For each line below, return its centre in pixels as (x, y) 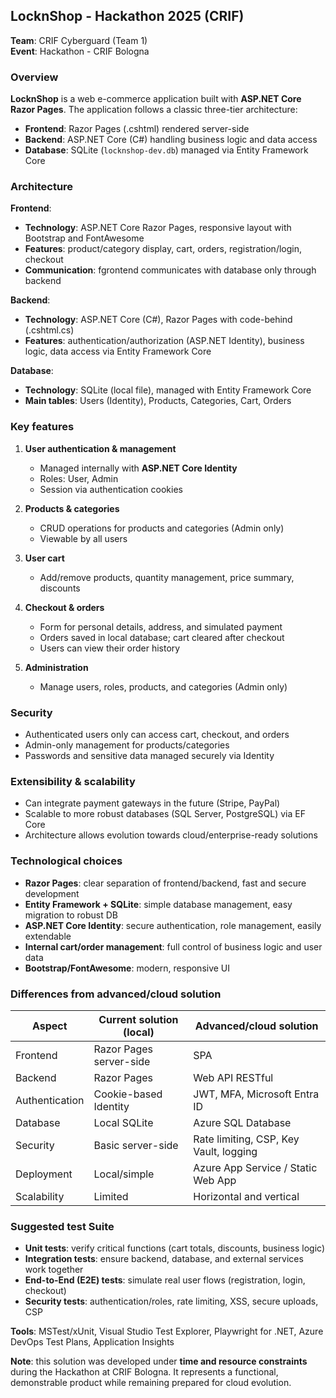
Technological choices (66, 861)
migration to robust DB (71, 915)
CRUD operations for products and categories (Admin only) (162, 528)
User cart (44, 558)
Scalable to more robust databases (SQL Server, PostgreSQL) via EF (165, 814)
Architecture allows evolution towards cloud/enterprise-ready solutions (171, 835)
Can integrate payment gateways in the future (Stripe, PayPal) (152, 803)
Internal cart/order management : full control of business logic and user (173, 946)
